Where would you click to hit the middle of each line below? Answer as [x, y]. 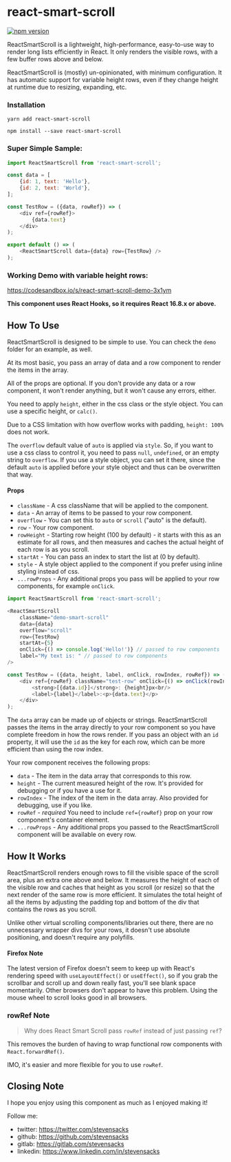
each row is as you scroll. [53, 550]
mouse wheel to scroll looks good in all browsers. [77, 998]
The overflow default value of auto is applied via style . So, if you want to [110, 446]
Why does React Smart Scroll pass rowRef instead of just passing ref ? [123, 1030]
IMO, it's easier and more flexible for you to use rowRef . [85, 1064]
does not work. [29, 432]
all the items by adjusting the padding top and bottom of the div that [103, 902]
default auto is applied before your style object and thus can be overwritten [114, 467]
